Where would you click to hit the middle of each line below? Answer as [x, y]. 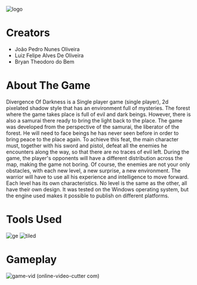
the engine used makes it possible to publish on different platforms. [88, 195]
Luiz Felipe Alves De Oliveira [49, 55]
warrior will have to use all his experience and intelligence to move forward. [98, 177]
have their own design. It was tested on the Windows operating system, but [98, 189]
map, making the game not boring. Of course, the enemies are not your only [98, 164]
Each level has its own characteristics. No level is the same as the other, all [96, 183]
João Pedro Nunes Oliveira [47, 49]
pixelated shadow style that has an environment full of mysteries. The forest [98, 108]
